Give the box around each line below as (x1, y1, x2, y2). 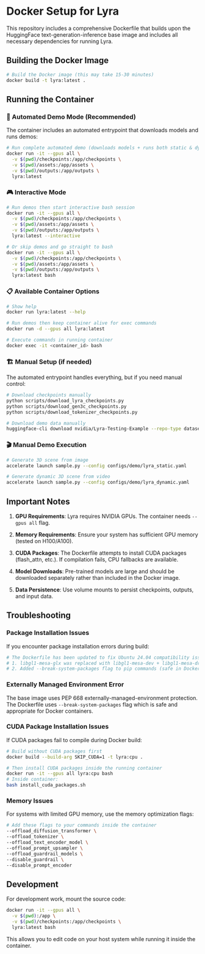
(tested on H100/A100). (15, 537, 73, 544)
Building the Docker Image (6, 55, 109, 66)
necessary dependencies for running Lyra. (6, 37, 113, 45)
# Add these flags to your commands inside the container (6, 822, 157, 828)
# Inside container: (6, 776, 59, 783)
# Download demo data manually (6, 420, 86, 426)
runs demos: (6, 133, 38, 140)
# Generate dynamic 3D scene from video (6, 473, 111, 480)
